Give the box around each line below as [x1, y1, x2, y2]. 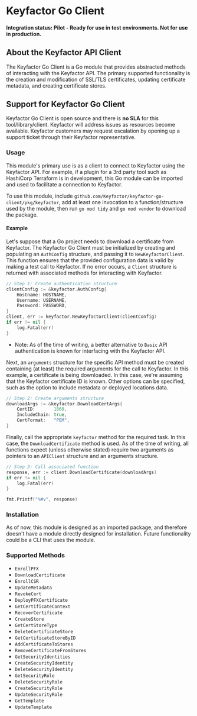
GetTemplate [14, 698, 44, 704]
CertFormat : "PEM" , [17, 417, 70, 424]
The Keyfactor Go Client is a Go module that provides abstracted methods [6, 63, 186, 70]
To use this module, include [6, 192, 73, 199]
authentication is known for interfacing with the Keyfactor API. [14, 347, 166, 354]
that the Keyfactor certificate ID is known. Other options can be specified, [6, 378, 185, 385]
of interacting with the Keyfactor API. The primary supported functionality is [6, 69, 191, 76]
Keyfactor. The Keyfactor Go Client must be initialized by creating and [6, 244, 176, 251]
